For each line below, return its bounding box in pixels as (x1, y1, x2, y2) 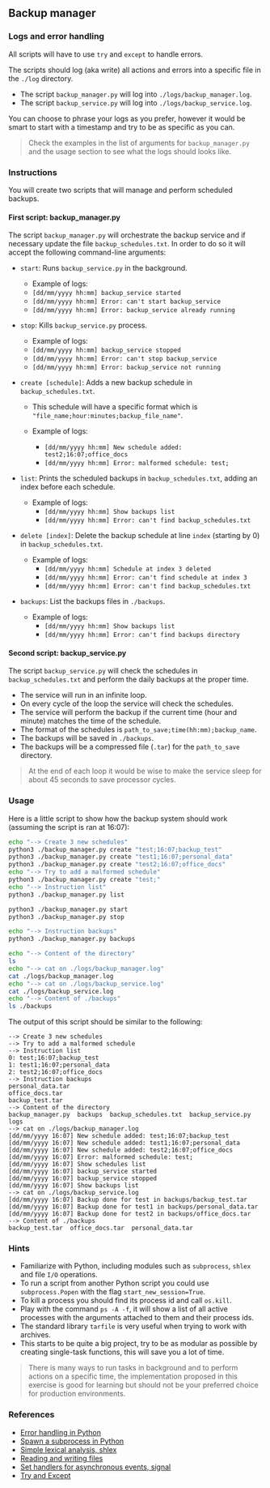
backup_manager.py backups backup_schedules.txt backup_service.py (8, 1110, 251, 1119)
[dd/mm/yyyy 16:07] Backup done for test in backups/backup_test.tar (8, 1195, 248, 1204)
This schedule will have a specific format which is (32, 402, 198, 412)
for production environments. (27, 1389, 126, 1399)
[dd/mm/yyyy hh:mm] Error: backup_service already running (32, 306, 236, 314)
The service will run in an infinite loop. (19, 691, 147, 700)
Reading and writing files (19, 1453, 103, 1463)
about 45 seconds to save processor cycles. (27, 775, 176, 785)
